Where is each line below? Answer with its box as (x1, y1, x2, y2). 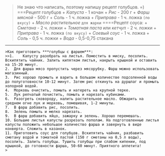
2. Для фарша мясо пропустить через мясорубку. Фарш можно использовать (5, 67, 160, 71)
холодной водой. (5, 84, 38, 89)
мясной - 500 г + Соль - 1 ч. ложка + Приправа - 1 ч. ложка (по (17, 15, 150, 20)
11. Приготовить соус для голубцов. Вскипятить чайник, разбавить (5, 131, 144, 135)
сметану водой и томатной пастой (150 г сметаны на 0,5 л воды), (5, 135, 141, 140)
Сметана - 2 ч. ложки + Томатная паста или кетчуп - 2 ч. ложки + (17, 25, 157, 31)
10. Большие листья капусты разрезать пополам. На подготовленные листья (5, 118, 160, 123)
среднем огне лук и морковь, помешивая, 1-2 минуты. (5, 101, 115, 106)
